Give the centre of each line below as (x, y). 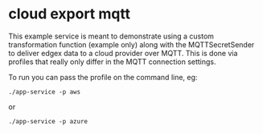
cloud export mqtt (70, 14)
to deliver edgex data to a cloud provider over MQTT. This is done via (123, 53)
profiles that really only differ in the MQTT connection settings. (112, 62)
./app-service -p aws (45, 92)
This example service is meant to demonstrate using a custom (111, 36)
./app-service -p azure (48, 121)
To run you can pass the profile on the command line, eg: (103, 77)
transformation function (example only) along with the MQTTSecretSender (131, 44)
